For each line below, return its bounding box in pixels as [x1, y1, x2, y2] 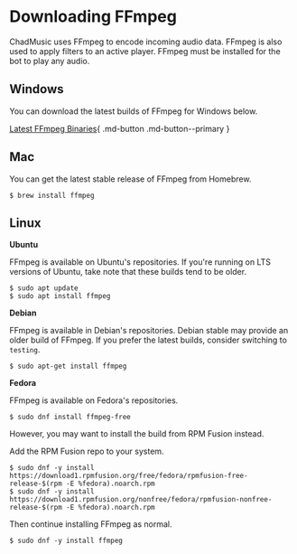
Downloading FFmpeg [9, 6, 178, 27]
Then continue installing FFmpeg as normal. [9, 519, 173, 530]
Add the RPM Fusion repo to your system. [9, 446, 164, 457]
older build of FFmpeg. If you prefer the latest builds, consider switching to [9, 334, 287, 345]
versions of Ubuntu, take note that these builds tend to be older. [9, 267, 246, 277]
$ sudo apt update [9, 284, 79, 293]
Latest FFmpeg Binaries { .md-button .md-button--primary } [9, 123, 230, 134]
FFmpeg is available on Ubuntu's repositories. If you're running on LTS [9, 257, 271, 268]
